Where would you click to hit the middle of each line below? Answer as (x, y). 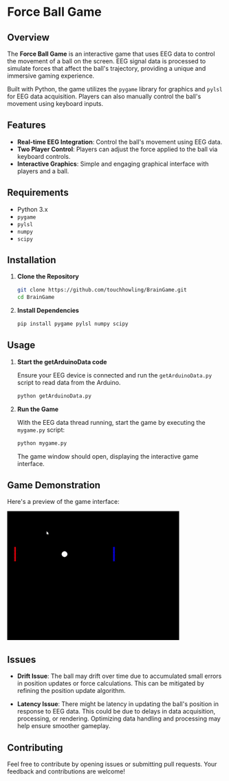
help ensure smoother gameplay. (64, 726)
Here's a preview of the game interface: (64, 502)
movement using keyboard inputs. (55, 103)
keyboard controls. (44, 156)
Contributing (35, 748)
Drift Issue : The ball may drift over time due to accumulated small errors (119, 676)
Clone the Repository (48, 276)
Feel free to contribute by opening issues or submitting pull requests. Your (112, 764)
